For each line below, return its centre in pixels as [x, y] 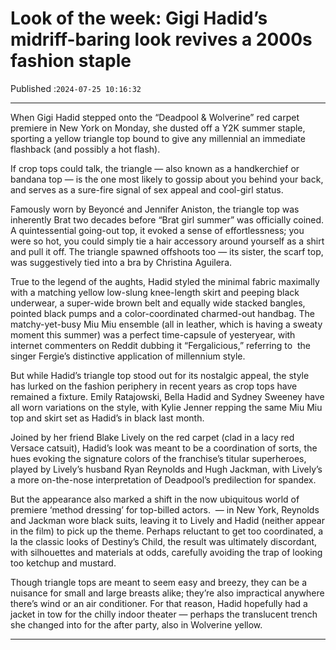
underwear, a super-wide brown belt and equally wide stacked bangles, [158, 303]
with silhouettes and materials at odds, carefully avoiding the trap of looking [166, 552]
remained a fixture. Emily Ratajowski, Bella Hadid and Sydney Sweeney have [167, 396]
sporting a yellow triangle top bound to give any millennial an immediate [158, 138]
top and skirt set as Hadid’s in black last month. [107, 418]
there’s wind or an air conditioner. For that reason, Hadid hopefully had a [159, 603]
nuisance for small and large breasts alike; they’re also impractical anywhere [167, 593]
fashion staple [71, 61]
